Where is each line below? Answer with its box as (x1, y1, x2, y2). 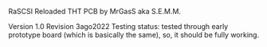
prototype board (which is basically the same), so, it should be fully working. (8, 31, 260, 39)
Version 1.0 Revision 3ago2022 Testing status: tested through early (8, 22, 229, 31)
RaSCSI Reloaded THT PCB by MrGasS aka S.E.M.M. (8, 7, 182, 16)
